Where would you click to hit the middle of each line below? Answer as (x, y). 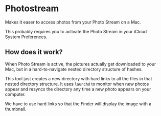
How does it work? (34, 52)
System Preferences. (26, 37)
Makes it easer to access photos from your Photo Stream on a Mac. (73, 22)
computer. (15, 94)
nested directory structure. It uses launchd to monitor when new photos (77, 84)
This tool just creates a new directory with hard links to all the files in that (79, 78)
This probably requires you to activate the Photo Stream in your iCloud (76, 31)
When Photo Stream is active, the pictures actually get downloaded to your (80, 64)
